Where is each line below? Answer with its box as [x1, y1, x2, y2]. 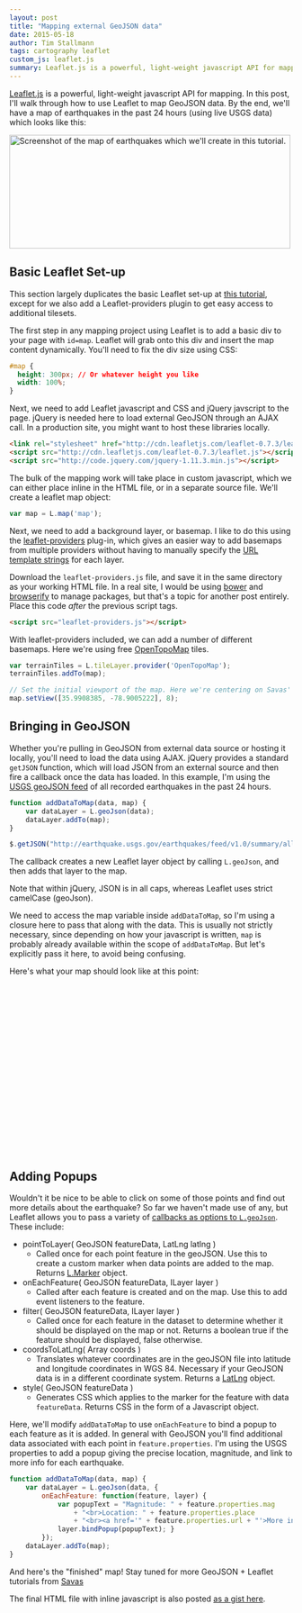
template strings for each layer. [9, 554, 125, 565]
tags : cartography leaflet [9, 47, 111, 56]
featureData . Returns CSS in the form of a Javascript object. [35, 1401, 259, 1412]
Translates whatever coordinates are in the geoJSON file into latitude [35, 1354, 291, 1364]
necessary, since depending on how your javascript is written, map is [9, 929, 262, 940]
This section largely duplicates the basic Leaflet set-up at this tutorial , [9, 288, 268, 299]
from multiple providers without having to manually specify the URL [9, 544, 259, 555]
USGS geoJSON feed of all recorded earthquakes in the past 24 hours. [9, 781, 271, 792]
